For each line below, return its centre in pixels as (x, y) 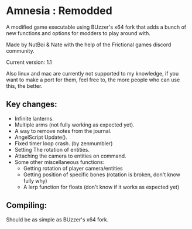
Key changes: (32, 105)
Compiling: (27, 205)
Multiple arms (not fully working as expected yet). (74, 125)
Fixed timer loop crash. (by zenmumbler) (64, 143)
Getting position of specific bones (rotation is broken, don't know (102, 175)
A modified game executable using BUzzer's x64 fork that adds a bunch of (96, 27)
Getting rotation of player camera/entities (73, 168)
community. (20, 50)
